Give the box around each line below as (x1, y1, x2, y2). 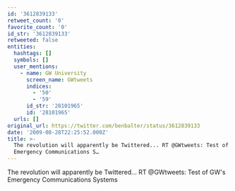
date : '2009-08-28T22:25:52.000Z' (7, 129, 109, 136)
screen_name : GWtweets (25, 76, 93, 83)
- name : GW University (20, 69, 87, 76)
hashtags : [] (13, 50, 52, 57)
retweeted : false (7, 37, 59, 44)
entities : (7, 43, 37, 50)
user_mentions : (13, 63, 59, 70)
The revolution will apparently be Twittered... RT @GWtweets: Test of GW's (7, 168, 226, 176)
